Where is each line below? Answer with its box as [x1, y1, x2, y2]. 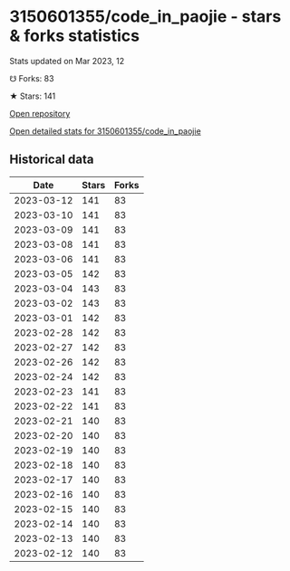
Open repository [9, 108, 71, 119]
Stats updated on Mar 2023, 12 [9, 55, 125, 66]
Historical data [9, 152, 94, 167]
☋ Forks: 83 [9, 72, 54, 83]
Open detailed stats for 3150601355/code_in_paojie [9, 125, 201, 137]
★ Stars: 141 [9, 90, 56, 101]
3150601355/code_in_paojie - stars [9, 6, 282, 27]
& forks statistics [9, 25, 140, 46]
